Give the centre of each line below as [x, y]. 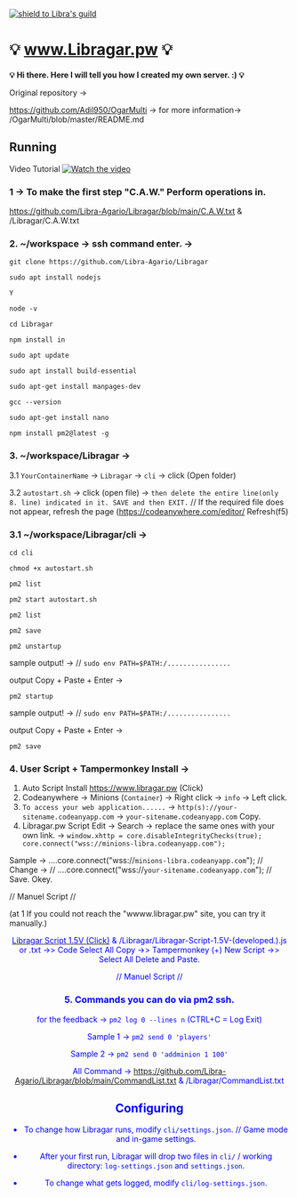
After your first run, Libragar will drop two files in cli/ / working [156, 1156]
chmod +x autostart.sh [51, 568]
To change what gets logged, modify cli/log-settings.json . [156, 1183]
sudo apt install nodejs [55, 278]
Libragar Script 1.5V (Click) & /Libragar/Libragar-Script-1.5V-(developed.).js [149, 941]
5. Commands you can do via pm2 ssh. [149, 999]
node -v [24, 309]
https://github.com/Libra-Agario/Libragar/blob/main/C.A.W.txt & [126, 211]
